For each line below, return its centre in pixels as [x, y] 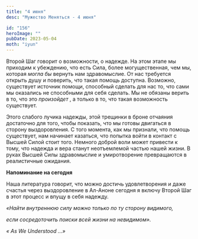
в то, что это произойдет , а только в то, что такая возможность [87, 99]
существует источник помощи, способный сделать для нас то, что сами [98, 86]
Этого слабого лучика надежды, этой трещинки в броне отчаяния [90, 117]
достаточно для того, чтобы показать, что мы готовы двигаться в [89, 123]
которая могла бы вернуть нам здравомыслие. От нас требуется [89, 74]
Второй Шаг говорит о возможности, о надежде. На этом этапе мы [91, 61]
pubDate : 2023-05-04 [32, 39]
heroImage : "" [24, 33]
